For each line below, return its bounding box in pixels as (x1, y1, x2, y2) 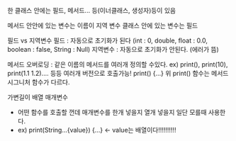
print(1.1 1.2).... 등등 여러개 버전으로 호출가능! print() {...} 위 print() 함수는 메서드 (7, 69, 229, 77)
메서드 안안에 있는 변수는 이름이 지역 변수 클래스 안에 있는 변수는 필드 (7, 21, 198, 30)
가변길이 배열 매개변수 (7, 93, 69, 101)
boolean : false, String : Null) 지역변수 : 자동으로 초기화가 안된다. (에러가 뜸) (7, 45, 220, 53)
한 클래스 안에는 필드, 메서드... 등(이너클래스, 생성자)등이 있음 (7, 6, 176, 14)
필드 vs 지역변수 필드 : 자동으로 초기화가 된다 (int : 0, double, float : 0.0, (7, 36, 208, 45)
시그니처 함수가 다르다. (7, 78, 70, 86)
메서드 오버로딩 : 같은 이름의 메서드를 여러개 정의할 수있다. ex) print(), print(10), (7, 60, 228, 69)
